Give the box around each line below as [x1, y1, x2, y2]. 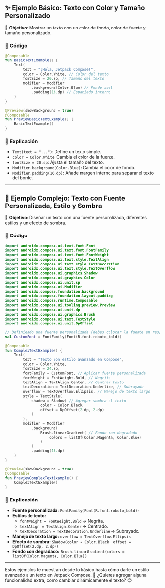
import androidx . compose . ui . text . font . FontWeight [5, 253, 109, 258]
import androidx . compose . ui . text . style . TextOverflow [5, 266, 115, 271]
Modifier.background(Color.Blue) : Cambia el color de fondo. [12, 165, 136, 171]
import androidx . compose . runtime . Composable [5, 298, 98, 303]
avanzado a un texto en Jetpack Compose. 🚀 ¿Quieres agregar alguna [5, 572, 147, 578]
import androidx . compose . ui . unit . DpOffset [5, 321, 93, 326]
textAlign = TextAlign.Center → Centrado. [19, 523, 108, 529]
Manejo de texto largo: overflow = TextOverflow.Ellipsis [12, 533, 131, 540]
